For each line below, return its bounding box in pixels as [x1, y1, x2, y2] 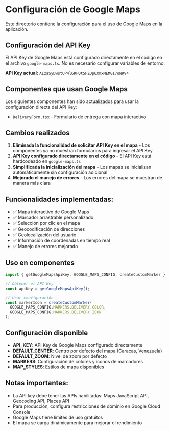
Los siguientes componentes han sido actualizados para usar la [5, 98, 139, 105]
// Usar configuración [5, 295, 54, 300]
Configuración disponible [5, 329, 88, 337]
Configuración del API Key [5, 41, 91, 50]
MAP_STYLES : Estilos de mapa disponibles [12, 364, 105, 370]
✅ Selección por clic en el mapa [12, 220, 80, 227]
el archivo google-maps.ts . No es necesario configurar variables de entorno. [5, 60, 165, 66]
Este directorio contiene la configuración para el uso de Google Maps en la [5, 20, 163, 27]
